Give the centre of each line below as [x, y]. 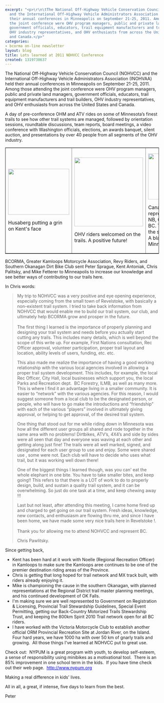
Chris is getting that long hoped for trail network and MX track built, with [85, 575]
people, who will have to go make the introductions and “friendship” [85, 404]
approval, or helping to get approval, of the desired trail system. [81, 415]
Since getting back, [25, 550]
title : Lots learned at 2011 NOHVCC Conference [54, 55]
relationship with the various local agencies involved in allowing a [83, 368]
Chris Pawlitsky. [33, 541]
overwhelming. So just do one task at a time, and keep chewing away [86, 491]
